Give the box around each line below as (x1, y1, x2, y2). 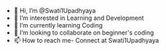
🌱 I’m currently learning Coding (13, 21, 103, 29)
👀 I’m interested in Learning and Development (13, 14, 144, 22)
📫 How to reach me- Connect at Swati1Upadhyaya (13, 37, 159, 44)
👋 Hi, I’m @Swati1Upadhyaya (13, 7, 96, 14)
